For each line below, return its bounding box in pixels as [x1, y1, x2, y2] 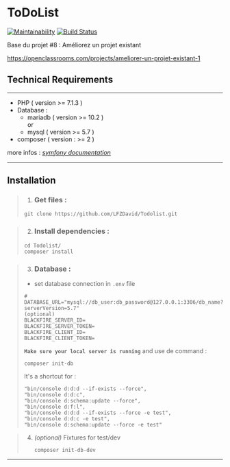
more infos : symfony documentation [7, 148, 112, 156]
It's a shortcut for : [23, 372, 77, 381]
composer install [23, 248, 74, 255]
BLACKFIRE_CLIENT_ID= [23, 329, 86, 336]
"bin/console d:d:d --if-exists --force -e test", [23, 409, 172, 416]
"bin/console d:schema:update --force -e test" [23, 422, 162, 429]
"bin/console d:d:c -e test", [23, 416, 111, 422]
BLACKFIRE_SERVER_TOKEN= [23, 323, 95, 330]
